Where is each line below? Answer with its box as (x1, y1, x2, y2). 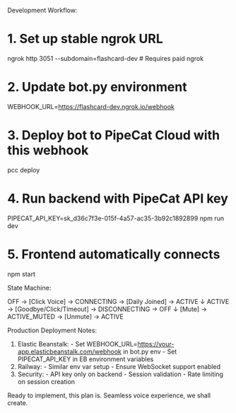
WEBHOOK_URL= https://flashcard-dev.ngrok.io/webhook (7, 102, 175, 111)
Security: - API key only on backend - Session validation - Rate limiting (17, 370, 224, 378)
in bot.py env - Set (122, 347, 177, 356)
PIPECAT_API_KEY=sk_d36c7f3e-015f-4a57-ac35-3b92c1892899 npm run (7, 214, 225, 222)
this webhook (7, 142, 89, 159)
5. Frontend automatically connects (7, 246, 220, 262)
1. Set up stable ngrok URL (7, 31, 164, 47)
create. (7, 398, 28, 407)
